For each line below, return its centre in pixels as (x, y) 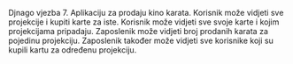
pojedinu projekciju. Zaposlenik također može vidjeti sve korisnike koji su (141, 40)
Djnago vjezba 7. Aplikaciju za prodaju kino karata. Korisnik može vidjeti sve (146, 13)
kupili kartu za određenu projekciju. (73, 50)
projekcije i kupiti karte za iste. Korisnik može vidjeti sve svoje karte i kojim (144, 22)
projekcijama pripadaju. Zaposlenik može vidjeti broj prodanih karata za (139, 31)
